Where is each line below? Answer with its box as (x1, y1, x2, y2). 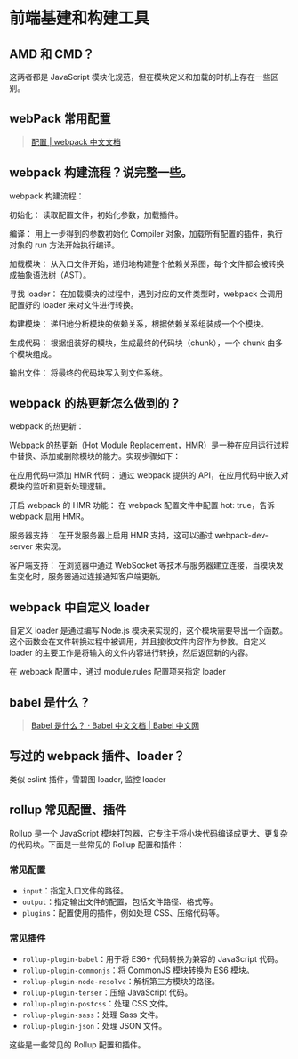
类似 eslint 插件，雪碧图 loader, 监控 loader (9, 773, 166, 784)
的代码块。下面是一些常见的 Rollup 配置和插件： (9, 838, 185, 850)
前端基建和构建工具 (9, 8, 150, 28)
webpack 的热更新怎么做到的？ (9, 396, 181, 411)
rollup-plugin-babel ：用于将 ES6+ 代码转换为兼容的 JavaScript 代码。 (21, 954, 283, 965)
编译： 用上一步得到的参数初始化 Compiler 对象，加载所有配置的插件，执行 (9, 228, 283, 238)
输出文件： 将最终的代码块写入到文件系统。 (9, 367, 167, 378)
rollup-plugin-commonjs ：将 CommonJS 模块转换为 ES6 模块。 (21, 965, 254, 975)
